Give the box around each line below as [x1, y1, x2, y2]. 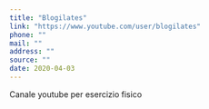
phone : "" [9, 30, 47, 39]
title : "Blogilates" [9, 13, 88, 23]
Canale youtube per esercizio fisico [9, 88, 143, 100]
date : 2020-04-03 [9, 64, 75, 74]
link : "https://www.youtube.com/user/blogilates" [9, 22, 202, 31]
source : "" [9, 55, 51, 64]
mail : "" [9, 38, 43, 48]
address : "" [9, 47, 55, 56]
